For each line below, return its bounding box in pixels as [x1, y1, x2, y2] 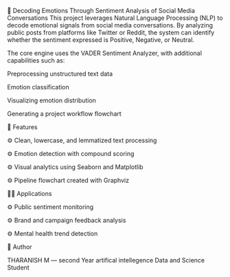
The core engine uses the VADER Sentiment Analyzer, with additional [7, 49, 203, 57]
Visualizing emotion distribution [7, 96, 96, 104]
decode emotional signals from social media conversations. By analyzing [7, 21, 214, 29]
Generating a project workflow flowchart [7, 110, 122, 118]
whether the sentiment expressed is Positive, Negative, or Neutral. [7, 36, 194, 44]
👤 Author [7, 243, 32, 251]
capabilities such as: [7, 56, 65, 65]
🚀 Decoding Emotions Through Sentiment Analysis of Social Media [7, 7, 196, 14]
